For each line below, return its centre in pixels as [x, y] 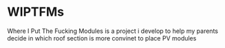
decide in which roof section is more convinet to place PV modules [102, 38]
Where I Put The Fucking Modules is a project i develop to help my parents [113, 31]
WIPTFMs [35, 12]
